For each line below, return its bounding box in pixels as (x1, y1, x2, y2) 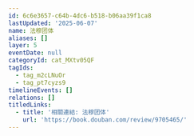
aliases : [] (8, 34, 48, 42)
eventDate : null (8, 49, 62, 57)
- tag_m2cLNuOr (15, 71, 66, 79)
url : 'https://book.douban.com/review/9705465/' (22, 116, 188, 124)
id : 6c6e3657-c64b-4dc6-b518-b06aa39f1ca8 (8, 11, 152, 20)
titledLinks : (8, 101, 52, 109)
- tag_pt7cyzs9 (15, 78, 66, 86)
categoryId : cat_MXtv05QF (8, 57, 94, 65)
